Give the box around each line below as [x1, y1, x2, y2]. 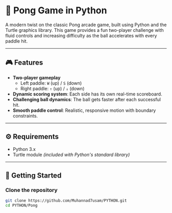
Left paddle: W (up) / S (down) [20, 80, 82, 86]
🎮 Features [5, 59, 44, 67]
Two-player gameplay [12, 74, 61, 81]
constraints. [12, 112, 38, 119]
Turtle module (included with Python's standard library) [12, 151, 130, 158]
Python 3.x [12, 146, 36, 152]
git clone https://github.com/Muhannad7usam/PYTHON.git [5, 198, 127, 203]
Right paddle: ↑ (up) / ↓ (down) [20, 85, 85, 91]
